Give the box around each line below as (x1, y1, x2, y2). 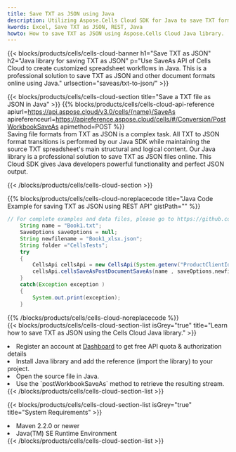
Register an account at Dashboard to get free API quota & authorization (16, 342, 222, 350)
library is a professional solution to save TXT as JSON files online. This (7, 153, 212, 161)
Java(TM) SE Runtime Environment (16, 429, 117, 437)
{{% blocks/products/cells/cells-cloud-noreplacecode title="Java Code (7, 195, 214, 203)
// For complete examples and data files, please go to (7, 216, 174, 223)
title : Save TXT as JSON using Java (7, 10, 114, 18)
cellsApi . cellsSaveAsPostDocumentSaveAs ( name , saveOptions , (32, 268, 216, 275)
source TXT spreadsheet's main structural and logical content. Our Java (7, 145, 216, 153)
